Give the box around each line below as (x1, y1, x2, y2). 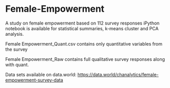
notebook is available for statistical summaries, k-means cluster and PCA (5, 25, 159, 31)
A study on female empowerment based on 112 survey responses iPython (5, 20, 160, 26)
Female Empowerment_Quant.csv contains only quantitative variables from (5, 40, 162, 47)
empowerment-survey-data (5, 77, 63, 83)
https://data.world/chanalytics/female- (77, 71, 159, 77)
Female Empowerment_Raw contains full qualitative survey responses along (5, 56, 165, 62)
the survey (5, 46, 28, 52)
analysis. (5, 31, 24, 37)
